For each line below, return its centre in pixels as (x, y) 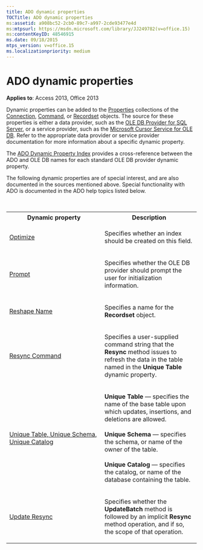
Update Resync (31, 516)
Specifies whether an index (143, 233)
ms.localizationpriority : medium (48, 51)
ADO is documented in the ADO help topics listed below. (76, 190)
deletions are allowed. (136, 419)
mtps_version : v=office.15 (40, 46)
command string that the (139, 344)
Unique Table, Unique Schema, (53, 434)
